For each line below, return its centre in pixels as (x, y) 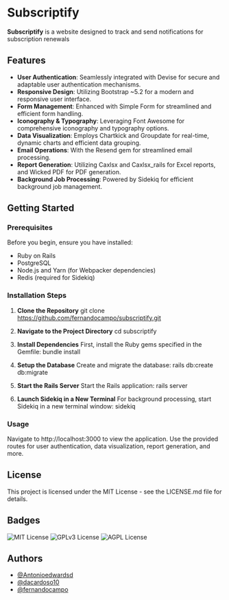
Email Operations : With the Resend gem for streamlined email (105, 150)
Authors (25, 558)
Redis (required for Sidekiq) (56, 278)
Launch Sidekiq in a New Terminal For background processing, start (114, 399)
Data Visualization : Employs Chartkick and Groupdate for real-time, (113, 135)
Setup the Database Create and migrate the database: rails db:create (115, 365)
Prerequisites (30, 228)
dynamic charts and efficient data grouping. (79, 143)
